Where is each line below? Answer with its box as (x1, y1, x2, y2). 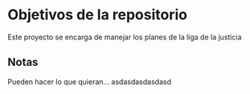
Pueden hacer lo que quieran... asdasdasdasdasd (7, 76, 172, 86)
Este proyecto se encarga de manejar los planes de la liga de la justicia (7, 32, 242, 42)
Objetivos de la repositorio (7, 6, 188, 24)
